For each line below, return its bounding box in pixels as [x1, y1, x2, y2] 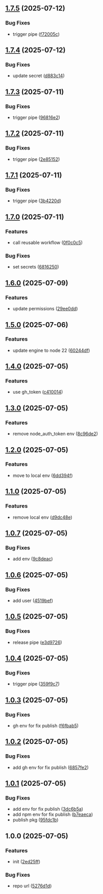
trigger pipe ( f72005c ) [12, 31, 60, 37]
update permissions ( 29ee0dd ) [12, 306, 78, 312]
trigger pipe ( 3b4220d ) [12, 198, 62, 204]
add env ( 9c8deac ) [12, 556, 53, 562]
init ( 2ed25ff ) [12, 859, 41, 865]
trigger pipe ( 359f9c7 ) [12, 681, 60, 687]
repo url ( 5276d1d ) [12, 883, 52, 889]
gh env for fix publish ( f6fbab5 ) [12, 722, 79, 729]
